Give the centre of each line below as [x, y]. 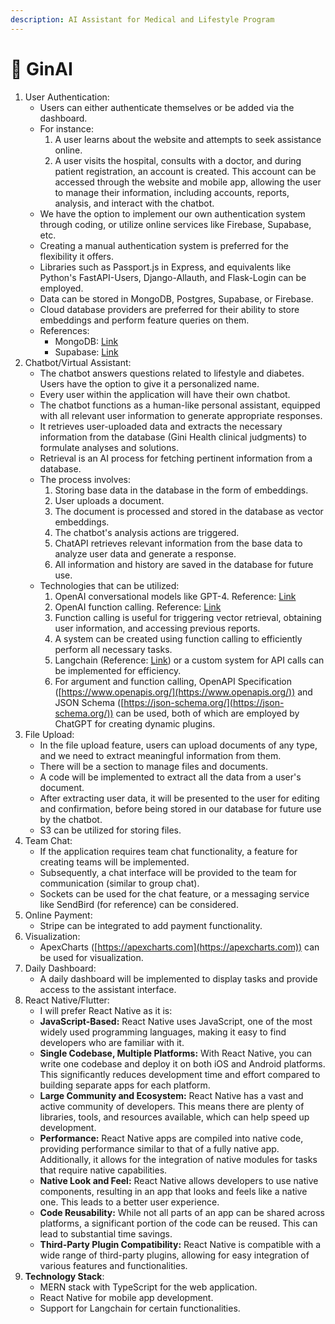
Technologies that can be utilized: [109, 585]
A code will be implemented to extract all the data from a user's [170, 777]
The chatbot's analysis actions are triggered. [147, 532]
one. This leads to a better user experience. [129, 1202]
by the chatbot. [71, 819]
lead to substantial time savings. [106, 1233]
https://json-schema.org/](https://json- [204, 702]
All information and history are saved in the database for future [184, 564]
